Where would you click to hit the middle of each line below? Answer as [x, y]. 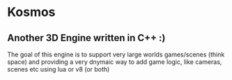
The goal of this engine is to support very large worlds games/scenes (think [116, 54]
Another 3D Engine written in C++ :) [86, 38]
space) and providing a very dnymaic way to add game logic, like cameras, [115, 62]
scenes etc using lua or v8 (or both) [59, 69]
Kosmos [31, 12]
